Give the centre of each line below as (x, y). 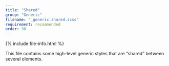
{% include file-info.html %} (35, 43)
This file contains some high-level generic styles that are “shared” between (85, 54)
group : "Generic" (24, 15)
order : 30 (16, 29)
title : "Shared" (23, 10)
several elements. (24, 59)
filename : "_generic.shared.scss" (42, 19)
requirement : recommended (33, 24)
